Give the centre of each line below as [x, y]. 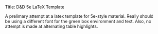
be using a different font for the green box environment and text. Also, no [78, 21]
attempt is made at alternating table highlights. [52, 26]
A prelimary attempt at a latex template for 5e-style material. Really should [79, 16]
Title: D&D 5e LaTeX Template [35, 7]
